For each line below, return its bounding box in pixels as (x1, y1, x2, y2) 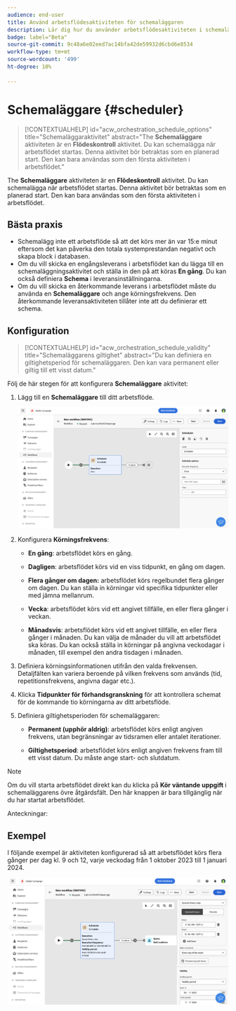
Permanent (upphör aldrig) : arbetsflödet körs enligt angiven (27, 725, 204, 733)
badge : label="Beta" (7, 34, 68, 41)
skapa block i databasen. (17, 252, 90, 261)
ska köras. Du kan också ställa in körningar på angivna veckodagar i (27, 641, 225, 649)
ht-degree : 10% (7, 63, 52, 70)
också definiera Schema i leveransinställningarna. (17, 275, 163, 283)
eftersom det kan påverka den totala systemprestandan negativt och (17, 244, 216, 253)
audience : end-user (7, 11, 65, 18)
